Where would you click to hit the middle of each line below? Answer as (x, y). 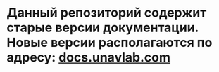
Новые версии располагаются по (109, 43)
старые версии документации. (102, 28)
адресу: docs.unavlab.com (88, 58)
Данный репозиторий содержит (107, 13)
